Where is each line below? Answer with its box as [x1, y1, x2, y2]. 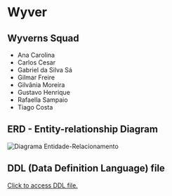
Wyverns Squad [7, 32, 79, 44]
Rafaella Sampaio [17, 96, 68, 104]
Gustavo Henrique [17, 89, 70, 96]
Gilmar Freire [17, 73, 55, 81]
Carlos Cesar [17, 58, 56, 67]
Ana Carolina [17, 51, 55, 59]
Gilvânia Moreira [17, 81, 65, 89]
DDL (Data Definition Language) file [7, 162, 165, 174]
